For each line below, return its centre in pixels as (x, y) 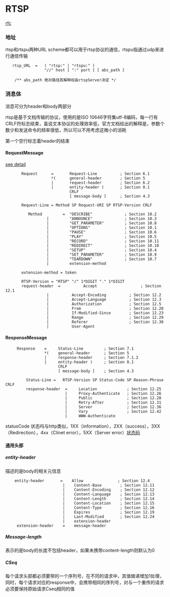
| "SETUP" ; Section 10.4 (102, 250)
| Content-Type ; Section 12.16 (108, 508)
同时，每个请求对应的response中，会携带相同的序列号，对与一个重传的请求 (85, 583)
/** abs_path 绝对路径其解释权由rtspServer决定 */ (65, 80)
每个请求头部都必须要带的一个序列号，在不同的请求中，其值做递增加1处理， (85, 576)
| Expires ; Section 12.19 (108, 512)
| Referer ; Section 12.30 (105, 322)
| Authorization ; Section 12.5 (104, 304)
